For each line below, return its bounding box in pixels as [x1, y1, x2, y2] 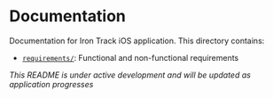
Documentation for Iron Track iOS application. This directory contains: [9, 35, 265, 46]
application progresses [9, 79, 94, 89]
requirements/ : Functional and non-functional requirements [21, 52, 239, 63]
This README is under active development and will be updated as [9, 69, 251, 80]
